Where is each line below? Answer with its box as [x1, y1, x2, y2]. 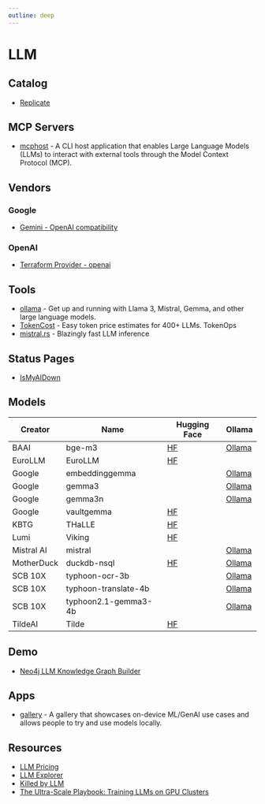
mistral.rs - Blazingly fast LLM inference [19, 329, 150, 339]
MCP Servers [8, 121, 75, 134]
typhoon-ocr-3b [65, 570, 130, 581]
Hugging [176, 419, 210, 430]
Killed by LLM [19, 779, 65, 788]
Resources [8, 741, 62, 754]
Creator [21, 423, 50, 434]
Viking [65, 531, 90, 542]
